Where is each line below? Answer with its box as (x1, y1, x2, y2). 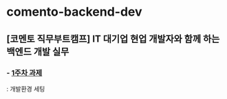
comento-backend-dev (6, 4, 142, 20)
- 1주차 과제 (6, 68, 43, 77)
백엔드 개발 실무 (6, 46, 69, 57)
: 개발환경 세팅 (6, 85, 45, 93)
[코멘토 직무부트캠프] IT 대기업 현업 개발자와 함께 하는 (6, 33, 220, 44)
